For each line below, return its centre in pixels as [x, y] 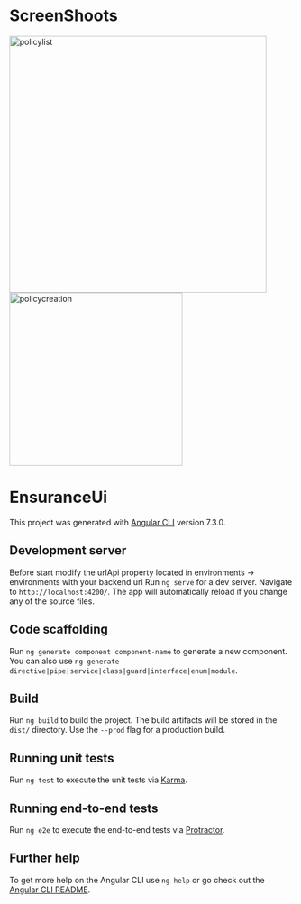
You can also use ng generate [64, 661]
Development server [68, 551]
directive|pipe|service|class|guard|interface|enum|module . [123, 670]
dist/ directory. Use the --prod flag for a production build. [117, 730]
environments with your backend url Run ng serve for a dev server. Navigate [151, 581]
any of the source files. [52, 601]
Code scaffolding [59, 630]
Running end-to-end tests [84, 808]
